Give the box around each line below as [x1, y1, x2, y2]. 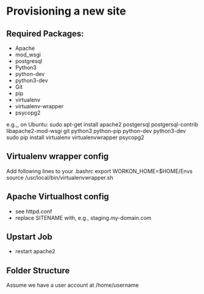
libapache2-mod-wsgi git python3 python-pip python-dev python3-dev [6, 128, 186, 134]
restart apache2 [15, 248, 56, 255]
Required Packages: [6, 29, 84, 39]
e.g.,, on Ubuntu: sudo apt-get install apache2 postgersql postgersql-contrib [6, 121, 199, 128]
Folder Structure [6, 265, 70, 276]
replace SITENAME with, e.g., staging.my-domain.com [15, 214, 152, 221]
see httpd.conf [15, 208, 52, 215]
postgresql [15, 58, 43, 64]
